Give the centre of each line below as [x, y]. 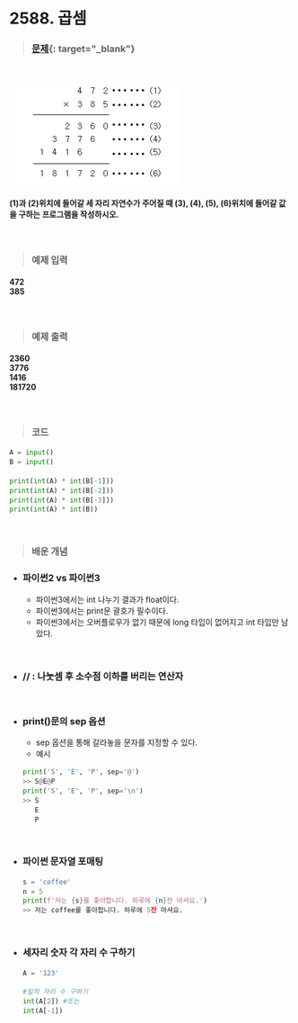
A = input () [31, 453]
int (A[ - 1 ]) [43, 1011]
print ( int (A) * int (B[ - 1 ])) [62, 481]
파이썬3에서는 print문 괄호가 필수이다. [102, 610]
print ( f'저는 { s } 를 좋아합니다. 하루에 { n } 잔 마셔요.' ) [115, 901]
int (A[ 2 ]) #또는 [51, 1001]
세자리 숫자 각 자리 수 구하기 [79, 953]
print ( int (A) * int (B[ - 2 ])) [62, 490]
